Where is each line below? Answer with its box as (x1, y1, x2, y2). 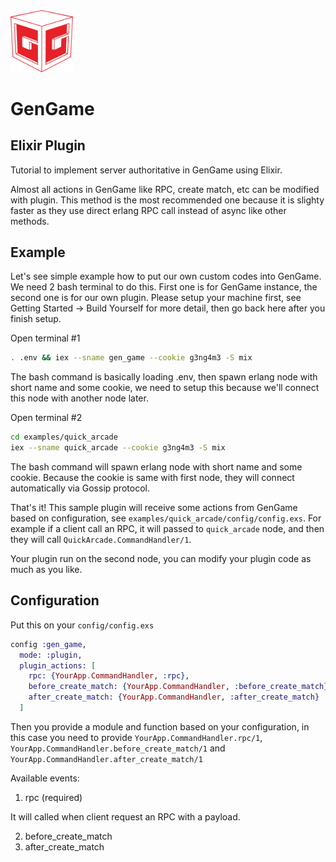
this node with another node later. (10, 392, 149, 404)
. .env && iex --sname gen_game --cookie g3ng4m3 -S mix (10, 353, 253, 363)
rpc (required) (24, 791, 83, 803)
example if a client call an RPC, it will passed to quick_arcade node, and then (10, 523, 325, 535)
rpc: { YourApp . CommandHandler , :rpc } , (28, 671, 190, 681)
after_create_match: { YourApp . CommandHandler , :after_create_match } (28, 692, 320, 703)
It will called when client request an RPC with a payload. (10, 810, 241, 823)
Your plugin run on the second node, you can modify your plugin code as (10, 553, 312, 565)
